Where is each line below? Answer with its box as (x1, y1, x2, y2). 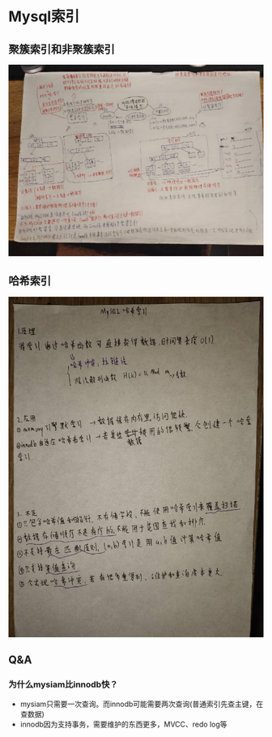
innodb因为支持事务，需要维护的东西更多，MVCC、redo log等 (19, 719, 228, 729)
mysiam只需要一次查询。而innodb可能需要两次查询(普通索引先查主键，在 (19, 699, 264, 709)
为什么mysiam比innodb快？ (8, 679, 119, 690)
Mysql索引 (8, 7, 80, 26)
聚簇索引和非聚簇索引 (8, 42, 115, 56)
